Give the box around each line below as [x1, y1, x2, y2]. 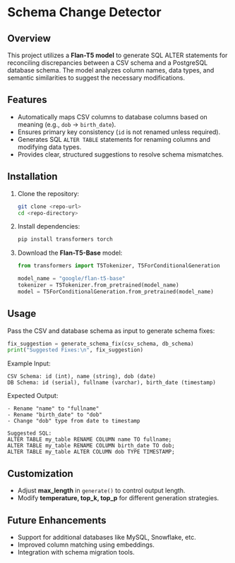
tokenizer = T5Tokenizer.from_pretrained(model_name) [17, 281, 179, 289]
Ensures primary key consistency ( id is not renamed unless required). [17, 128, 221, 136]
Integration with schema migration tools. [17, 547, 135, 556]
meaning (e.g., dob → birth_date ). [17, 120, 116, 128]
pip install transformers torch [17, 236, 113, 243]
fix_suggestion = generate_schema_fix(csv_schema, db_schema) [7, 340, 194, 347]
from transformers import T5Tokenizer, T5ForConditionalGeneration [17, 262, 220, 270]
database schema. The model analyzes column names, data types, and [7, 66, 215, 74]
